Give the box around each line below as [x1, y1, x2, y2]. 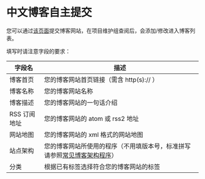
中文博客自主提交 [6, 5, 93, 20]
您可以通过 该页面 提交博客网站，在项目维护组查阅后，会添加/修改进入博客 [6, 27, 190, 34]
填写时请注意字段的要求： [6, 47, 71, 55]
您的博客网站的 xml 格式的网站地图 [44, 130, 143, 139]
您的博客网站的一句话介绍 [44, 98, 118, 107]
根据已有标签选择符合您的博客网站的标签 [44, 163, 160, 171]
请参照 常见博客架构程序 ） [44, 151, 118, 159]
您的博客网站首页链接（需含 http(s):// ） [44, 75, 159, 84]
